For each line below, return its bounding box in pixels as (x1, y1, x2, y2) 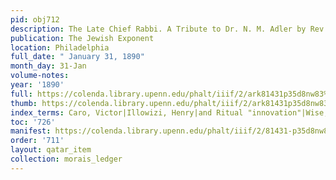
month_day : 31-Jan (10, 61, 87, 71)
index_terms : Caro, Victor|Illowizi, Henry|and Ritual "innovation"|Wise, (10, 107, 329, 118)
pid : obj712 (10, 14, 60, 25)
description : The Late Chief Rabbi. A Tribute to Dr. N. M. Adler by (10, 24, 307, 34)
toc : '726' (10, 117, 56, 127)
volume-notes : (10, 71, 70, 81)
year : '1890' (10, 80, 65, 90)
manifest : (10, 126, 52, 136)
